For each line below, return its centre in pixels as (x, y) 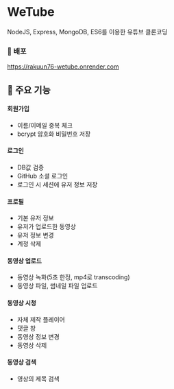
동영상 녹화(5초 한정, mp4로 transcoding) (73, 277)
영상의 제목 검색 (38, 379)
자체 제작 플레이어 (41, 319)
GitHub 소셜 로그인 (42, 176)
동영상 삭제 (32, 345)
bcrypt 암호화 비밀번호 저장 (54, 134)
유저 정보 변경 (35, 235)
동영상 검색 (22, 362)
